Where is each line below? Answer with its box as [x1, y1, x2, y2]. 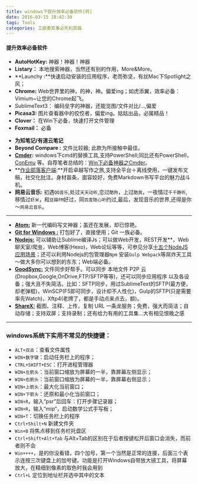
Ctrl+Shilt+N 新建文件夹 [14, 420, 74, 427]
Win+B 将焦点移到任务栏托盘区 [14, 427, 87, 434]
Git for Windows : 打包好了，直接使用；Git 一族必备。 [14, 229, 146, 236]
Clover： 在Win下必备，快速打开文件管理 [14, 117, 115, 124]
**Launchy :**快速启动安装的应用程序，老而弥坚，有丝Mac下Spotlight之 [14, 73, 192, 80]
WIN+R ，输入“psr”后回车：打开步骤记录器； [14, 397, 118, 404]
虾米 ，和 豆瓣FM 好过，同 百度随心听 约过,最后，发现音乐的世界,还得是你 [30, 196, 192, 203]
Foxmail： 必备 [14, 124, 52, 131]
